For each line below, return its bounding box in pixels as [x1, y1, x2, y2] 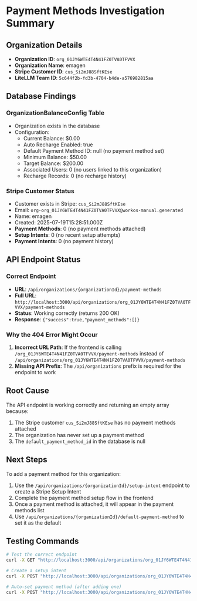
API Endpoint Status [6, 254, 81, 265]
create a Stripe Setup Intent [14, 488, 81, 495]
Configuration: [14, 128, 50, 136]
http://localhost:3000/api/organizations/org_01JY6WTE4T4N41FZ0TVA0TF [14, 299, 191, 305]
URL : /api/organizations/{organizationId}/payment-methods [14, 286, 162, 293]
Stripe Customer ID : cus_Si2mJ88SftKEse [14, 68, 113, 75]
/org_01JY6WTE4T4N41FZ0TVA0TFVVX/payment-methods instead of [14, 350, 164, 357]
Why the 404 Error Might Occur [6, 330, 98, 338]
